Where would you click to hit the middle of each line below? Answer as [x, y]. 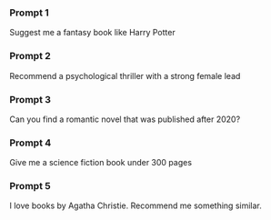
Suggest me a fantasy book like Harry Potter [92, 33]
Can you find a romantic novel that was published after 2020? [125, 119]
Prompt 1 [30, 13]
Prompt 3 [30, 99]
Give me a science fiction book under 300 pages [101, 163]
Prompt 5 [30, 186]
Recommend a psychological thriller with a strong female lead [125, 75]
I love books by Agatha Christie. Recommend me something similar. [135, 205]
